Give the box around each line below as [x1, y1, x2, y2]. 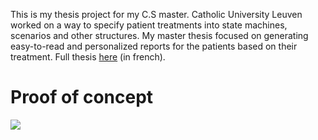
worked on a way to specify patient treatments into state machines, [10, 19, 288, 31]
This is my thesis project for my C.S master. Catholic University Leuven [10, 9, 303, 20]
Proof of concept [10, 86, 154, 109]
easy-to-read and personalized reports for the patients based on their [10, 40, 298, 52]
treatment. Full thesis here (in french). [10, 51, 166, 63]
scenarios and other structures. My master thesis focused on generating [10, 30, 309, 41]
